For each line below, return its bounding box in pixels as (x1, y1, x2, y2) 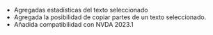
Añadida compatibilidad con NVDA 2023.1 (13, 21, 134, 28)
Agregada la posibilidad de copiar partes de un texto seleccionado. (13, 13, 207, 21)
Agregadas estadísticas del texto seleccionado (13, 6, 148, 14)
